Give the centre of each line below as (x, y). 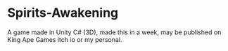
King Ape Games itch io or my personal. (65, 39)
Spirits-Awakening (63, 13)
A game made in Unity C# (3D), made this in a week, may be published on (114, 32)
